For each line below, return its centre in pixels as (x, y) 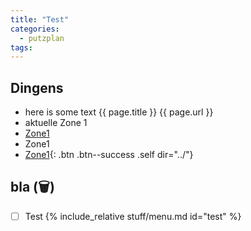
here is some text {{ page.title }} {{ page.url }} (119, 112)
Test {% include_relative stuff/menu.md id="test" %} (133, 216)
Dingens (37, 87)
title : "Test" (40, 19)
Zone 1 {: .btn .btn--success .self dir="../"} (109, 155)
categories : (35, 29)
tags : (21, 47)
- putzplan (42, 38)
